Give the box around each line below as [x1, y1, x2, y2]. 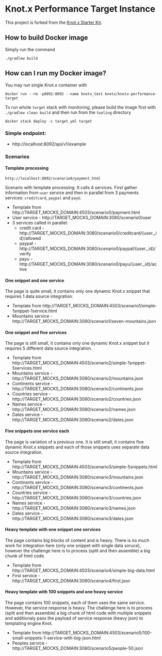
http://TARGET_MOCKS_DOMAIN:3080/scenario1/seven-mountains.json [12, 319, 156, 324]
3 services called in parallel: [12, 220, 68, 226]
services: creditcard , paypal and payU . [5, 195, 81, 200]
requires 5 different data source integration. [5, 345, 92, 351]
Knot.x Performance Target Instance [5, 3, 156, 15]
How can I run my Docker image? [5, 69, 107, 77]
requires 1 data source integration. [5, 293, 74, 300]
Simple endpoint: [5, 130, 47, 137]
